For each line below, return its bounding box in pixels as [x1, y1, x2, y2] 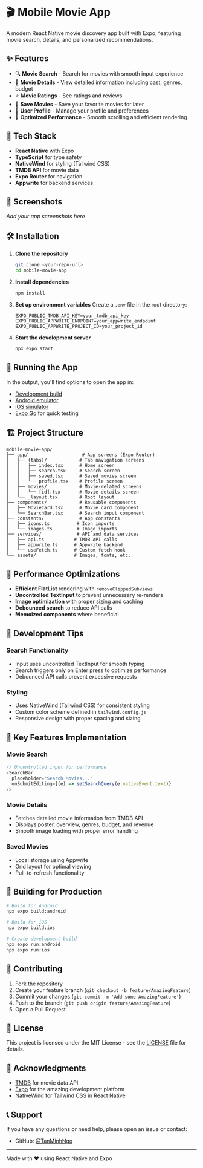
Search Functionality [6, 646, 69, 654]
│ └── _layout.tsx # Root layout [6, 494, 115, 500]
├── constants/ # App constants [6, 515, 120, 521]
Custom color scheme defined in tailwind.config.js [14, 708, 147, 716]
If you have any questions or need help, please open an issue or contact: [6, 1125, 187, 1132]
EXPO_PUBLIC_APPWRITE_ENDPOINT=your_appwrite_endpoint [14, 318, 156, 324]
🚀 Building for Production [6, 887, 103, 897]
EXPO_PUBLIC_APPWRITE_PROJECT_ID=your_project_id [14, 323, 143, 329]
